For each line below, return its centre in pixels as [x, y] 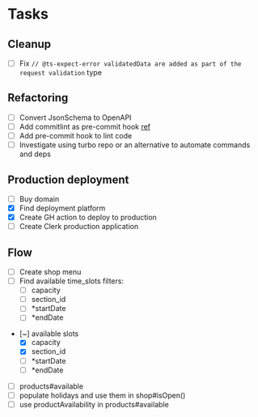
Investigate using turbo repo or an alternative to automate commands [135, 145]
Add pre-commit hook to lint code [76, 136]
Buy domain [39, 198]
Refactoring [38, 98]
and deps [35, 154]
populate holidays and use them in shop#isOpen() [102, 395]
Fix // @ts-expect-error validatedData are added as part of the [130, 63]
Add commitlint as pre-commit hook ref [85, 126]
